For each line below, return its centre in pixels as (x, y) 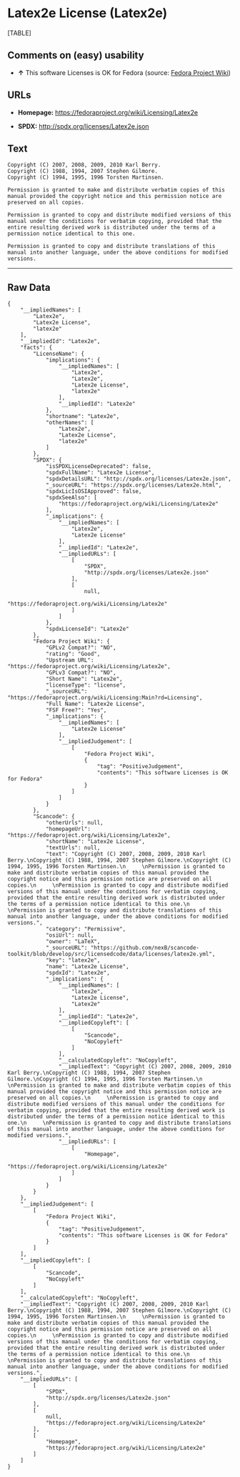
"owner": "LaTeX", (73, 942)
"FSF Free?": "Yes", (76, 710)
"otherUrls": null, (74, 823)
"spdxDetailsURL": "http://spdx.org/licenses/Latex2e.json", (139, 479)
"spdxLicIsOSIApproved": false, (94, 492)
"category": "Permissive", (86, 929)
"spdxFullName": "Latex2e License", (100, 473)
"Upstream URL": (70, 660)
